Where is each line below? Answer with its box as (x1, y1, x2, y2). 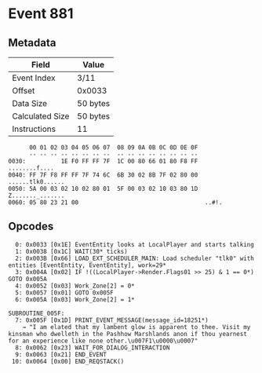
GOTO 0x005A (8, 275, 47, 283)
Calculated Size (12, 111, 70, 122)
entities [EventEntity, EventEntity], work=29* (8, 261, 167, 269)
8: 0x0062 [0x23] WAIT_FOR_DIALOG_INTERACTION (15, 343, 170, 352)
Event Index (12, 72, 56, 83)
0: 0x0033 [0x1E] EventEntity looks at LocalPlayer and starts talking (15, 240, 255, 248)
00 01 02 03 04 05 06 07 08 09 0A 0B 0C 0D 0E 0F (28, 144, 198, 152)
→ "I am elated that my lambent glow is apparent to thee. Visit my (22, 323, 251, 331)
